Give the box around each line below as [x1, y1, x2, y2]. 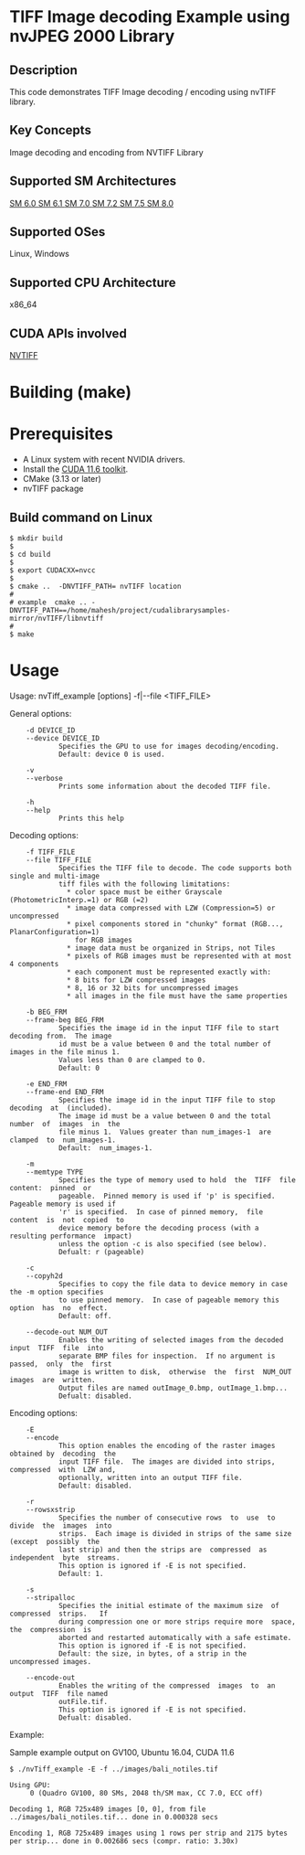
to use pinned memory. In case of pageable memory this [58, 1295, 280, 1305]
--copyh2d [26, 1271, 64, 1281]
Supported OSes [9, 224, 106, 240]
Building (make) [9, 382, 132, 403]
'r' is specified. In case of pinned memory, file [58, 1207, 263, 1217]
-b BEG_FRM [26, 1007, 68, 1017]
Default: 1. [58, 1569, 104, 1578]
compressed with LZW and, [9, 1465, 117, 1474]
